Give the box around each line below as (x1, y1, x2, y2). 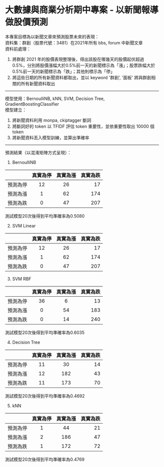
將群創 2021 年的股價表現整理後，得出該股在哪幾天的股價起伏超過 (12, 56, 144, 62)
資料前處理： (5, 46, 31, 52)
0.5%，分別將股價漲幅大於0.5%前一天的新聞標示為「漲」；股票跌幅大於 (12, 62, 155, 68)
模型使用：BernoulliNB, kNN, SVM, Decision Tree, (5, 96, 105, 102)
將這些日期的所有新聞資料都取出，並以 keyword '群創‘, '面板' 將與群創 (12, 74, 151, 81)
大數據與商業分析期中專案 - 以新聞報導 (5, 4, 159, 16)
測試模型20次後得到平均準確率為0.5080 (5, 213, 85, 219)
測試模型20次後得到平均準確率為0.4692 (5, 393, 85, 399)
